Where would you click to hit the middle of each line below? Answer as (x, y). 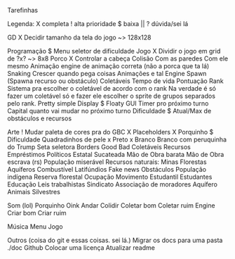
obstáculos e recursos (40, 118)
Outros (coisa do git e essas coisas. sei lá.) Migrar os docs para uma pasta (115, 240)
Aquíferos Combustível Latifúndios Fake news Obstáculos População (107, 169)
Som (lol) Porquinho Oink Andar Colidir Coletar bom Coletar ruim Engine (111, 206)
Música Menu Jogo (35, 227)
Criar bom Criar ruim (37, 213)
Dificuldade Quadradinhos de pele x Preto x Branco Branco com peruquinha (117, 139)
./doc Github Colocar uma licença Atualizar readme (81, 248)
